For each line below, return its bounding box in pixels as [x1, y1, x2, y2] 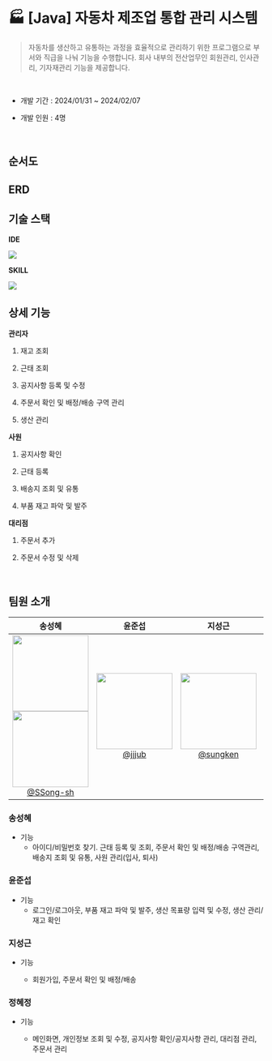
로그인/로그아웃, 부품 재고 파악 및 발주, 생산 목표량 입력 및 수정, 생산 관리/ [32, 905, 264, 914]
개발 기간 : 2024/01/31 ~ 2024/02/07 [19, 96, 141, 105]
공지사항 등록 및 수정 [19, 380, 86, 391]
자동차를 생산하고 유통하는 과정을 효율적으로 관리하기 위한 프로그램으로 [28, 42, 252, 52]
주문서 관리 [32, 1044, 67, 1054]
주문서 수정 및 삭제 [19, 553, 79, 563]
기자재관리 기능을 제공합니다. [39, 62, 130, 72]
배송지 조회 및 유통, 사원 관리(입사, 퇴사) [32, 853, 159, 862]
